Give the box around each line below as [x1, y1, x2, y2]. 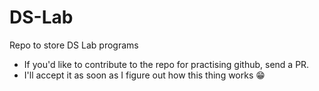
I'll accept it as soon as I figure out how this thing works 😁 [23, 69, 266, 81]
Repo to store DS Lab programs [9, 39, 139, 51]
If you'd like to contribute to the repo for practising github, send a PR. [23, 58, 310, 70]
